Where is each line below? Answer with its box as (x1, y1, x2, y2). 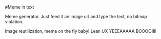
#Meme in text (5, 4, 34, 10)
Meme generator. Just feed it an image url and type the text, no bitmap (5, 14, 147, 19)
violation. (5, 19, 23, 24)
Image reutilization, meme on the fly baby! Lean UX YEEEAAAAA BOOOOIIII (5, 28, 157, 34)
